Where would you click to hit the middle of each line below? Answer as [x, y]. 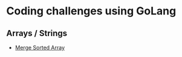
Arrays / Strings [37, 33]
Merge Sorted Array [40, 47]
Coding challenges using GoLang [91, 11]
